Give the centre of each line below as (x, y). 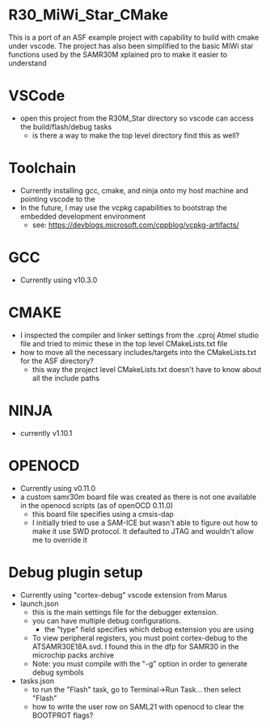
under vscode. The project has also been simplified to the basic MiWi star (131, 45)
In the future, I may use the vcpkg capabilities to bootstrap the (124, 207)
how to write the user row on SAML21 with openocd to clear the (138, 706)
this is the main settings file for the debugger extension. (125, 612)
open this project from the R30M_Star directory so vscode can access (137, 118)
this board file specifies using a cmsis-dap (103, 514)
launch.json (39, 603)
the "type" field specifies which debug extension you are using (149, 629)
